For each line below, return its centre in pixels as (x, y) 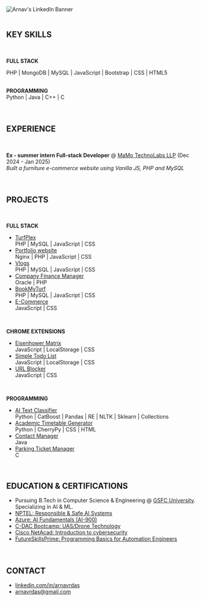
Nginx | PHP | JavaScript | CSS (53, 257)
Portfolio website (36, 250)
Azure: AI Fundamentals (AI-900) (56, 520)
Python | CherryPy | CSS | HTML (55, 430)
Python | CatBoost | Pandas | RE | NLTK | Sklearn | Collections (92, 417)
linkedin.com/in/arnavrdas (47, 585)
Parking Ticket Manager (45, 449)
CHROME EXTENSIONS (36, 331)
